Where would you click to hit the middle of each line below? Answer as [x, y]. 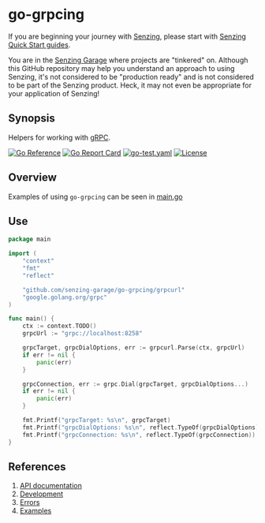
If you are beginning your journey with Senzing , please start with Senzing [127, 36]
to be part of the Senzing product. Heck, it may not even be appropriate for [130, 85]
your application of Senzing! [54, 93]
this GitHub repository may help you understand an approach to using [121, 68]
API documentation [51, 486]
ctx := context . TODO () [60, 326]
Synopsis [32, 119]
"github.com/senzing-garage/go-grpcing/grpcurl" [104, 290]
